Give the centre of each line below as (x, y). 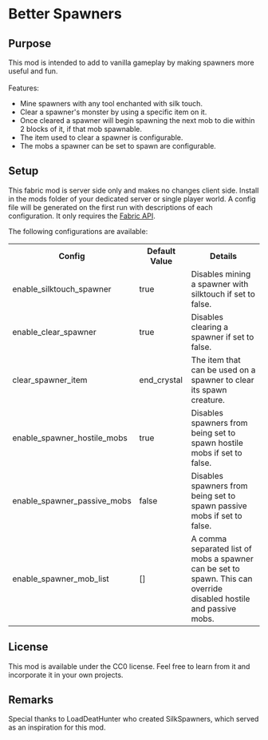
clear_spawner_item (50, 380)
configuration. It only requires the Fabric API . (82, 216)
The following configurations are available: (78, 231)
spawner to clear (223, 380)
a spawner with (220, 284)
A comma (209, 539)
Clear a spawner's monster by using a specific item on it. (113, 112)
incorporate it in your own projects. (66, 674)
